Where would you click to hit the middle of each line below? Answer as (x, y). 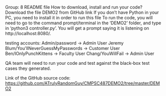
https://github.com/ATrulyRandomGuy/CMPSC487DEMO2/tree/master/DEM (83, 83)
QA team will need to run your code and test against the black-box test (78, 63)
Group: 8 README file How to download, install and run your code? (74, 7)
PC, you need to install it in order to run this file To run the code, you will (79, 18)
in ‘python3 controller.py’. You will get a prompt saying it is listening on (77, 28)
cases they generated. (28, 68)
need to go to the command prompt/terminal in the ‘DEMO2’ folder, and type (83, 23)
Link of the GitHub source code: (38, 78)
